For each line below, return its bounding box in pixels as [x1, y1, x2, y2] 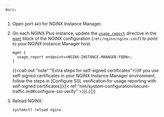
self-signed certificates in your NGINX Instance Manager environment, [12, 72, 156, 79]
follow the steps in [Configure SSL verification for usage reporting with [12, 78, 157, 84]
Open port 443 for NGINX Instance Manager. [12, 21, 102, 27]
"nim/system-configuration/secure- [77, 83, 150, 89]
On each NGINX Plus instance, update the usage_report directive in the [12, 30, 157, 36]
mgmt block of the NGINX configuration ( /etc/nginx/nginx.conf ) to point [12, 35, 158, 41]
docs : [5, 7, 16, 12]
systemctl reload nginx [12, 107, 62, 112]
